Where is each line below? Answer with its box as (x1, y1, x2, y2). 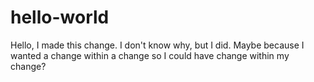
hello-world (10, 6, 110, 29)
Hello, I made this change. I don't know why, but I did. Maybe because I (10, 39, 305, 51)
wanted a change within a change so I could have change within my (10, 49, 290, 61)
